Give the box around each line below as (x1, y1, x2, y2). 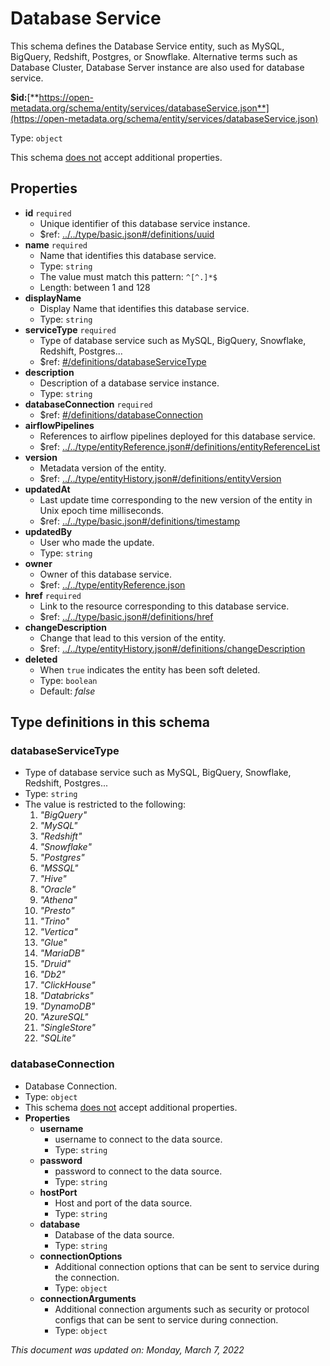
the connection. (54, 1271, 120, 1283)
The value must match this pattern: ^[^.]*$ (39, 270, 218, 282)
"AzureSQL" (39, 1011, 89, 1023)
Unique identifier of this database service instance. (39, 217, 251, 229)
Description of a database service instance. (39, 377, 220, 389)
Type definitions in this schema (10, 714, 210, 731)
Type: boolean (39, 674, 98, 686)
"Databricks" (39, 990, 94, 1002)
